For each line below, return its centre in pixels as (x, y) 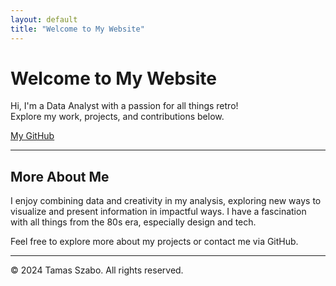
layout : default (44, 19)
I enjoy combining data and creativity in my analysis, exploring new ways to (166, 201)
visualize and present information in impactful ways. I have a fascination (158, 212)
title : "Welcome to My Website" (77, 29)
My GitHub (32, 136)
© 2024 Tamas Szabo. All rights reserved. (97, 270)
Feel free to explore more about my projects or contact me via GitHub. (154, 242)
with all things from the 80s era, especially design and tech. (133, 222)
